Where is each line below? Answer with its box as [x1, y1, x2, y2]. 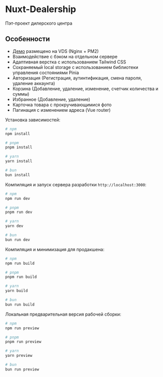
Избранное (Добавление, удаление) [12, 96, 90, 102]
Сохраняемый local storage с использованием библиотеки [12, 64, 139, 70]
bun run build [5, 302, 35, 307]
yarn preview [5, 353, 33, 358]
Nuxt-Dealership [5, 4, 76, 15]
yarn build [5, 288, 28, 293]
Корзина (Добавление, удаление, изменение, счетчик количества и [12, 86, 158, 92]
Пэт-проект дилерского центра [5, 20, 73, 26]
